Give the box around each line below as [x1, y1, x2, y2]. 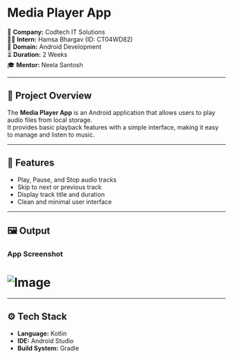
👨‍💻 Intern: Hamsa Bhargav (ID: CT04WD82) [7, 35, 133, 43]
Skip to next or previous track [17, 182, 102, 191]
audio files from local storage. [7, 116, 92, 124]
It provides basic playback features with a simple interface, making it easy [7, 123, 219, 131]
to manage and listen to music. [7, 130, 95, 139]
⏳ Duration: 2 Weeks [7, 50, 68, 58]
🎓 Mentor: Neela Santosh [7, 60, 83, 69]
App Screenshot [7, 249, 64, 259]
